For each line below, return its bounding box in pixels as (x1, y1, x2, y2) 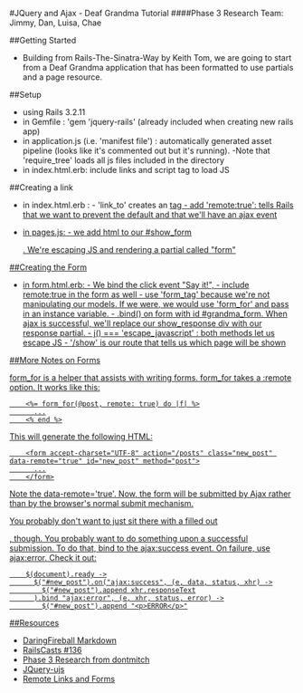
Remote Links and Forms (22, 674, 116, 684)
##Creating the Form (9, 262, 88, 273)
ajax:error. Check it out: (9, 553, 97, 563)
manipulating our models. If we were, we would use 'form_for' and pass (22, 299, 289, 309)
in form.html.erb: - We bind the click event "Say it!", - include (22, 280, 250, 290)
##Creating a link (9, 182, 74, 193)
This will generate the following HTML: (9, 431, 154, 442)
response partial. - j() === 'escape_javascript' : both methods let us (22, 328, 276, 338)
